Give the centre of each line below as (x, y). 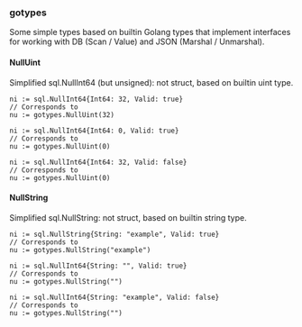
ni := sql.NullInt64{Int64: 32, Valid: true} (96, 99)
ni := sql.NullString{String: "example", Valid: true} (114, 234)
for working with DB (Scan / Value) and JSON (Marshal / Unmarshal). (137, 41)
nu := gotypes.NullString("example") (80, 250)
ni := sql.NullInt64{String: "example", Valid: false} (114, 297)
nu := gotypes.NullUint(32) (62, 114)
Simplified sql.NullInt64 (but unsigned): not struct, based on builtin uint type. (151, 82)
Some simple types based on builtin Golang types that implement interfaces (150, 32)
